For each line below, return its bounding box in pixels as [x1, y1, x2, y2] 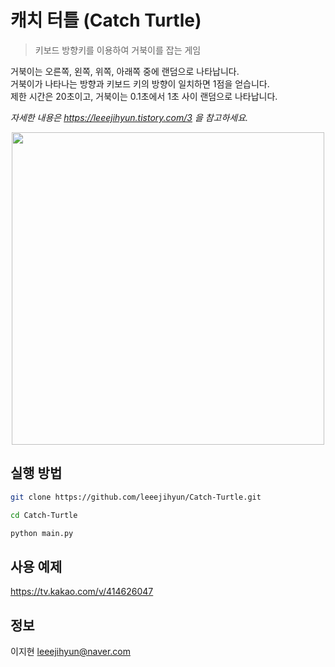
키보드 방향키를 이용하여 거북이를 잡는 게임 [34, 44, 202, 56]
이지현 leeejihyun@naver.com [10, 646, 132, 657]
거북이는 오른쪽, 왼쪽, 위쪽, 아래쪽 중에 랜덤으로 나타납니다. [10, 65, 240, 77]
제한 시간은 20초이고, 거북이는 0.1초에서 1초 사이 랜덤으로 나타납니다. [10, 90, 278, 102]
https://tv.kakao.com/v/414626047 [10, 586, 154, 598]
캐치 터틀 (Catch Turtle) [10, 9, 202, 32]
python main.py [10, 528, 74, 538]
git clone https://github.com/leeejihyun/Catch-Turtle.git [10, 492, 262, 502]
